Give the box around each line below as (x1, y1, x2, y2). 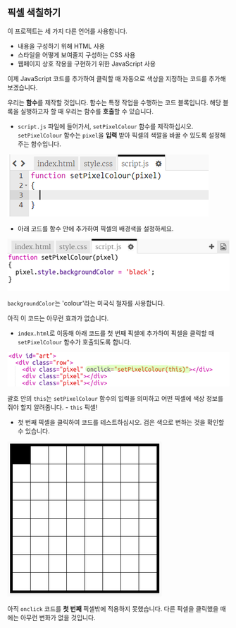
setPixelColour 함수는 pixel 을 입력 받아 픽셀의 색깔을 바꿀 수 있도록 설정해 (17, 131, 226, 139)
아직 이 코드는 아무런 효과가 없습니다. (7, 314, 109, 322)
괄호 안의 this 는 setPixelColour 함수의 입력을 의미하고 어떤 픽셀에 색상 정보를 (7, 394, 224, 403)
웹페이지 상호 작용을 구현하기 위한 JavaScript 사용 (17, 59, 156, 68)
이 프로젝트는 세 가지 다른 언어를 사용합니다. (7, 27, 128, 35)
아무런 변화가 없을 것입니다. (20, 613, 97, 622)
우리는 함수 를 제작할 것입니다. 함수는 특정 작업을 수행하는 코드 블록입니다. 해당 (7, 98, 222, 107)
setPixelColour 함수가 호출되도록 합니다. (17, 338, 132, 346)
